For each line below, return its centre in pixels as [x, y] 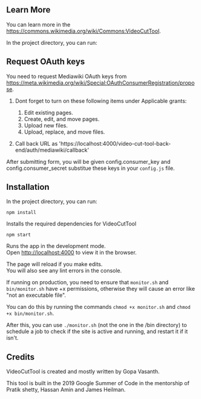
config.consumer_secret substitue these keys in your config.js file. [91, 168]
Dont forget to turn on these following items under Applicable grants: [101, 101]
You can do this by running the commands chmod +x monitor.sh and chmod [98, 307]
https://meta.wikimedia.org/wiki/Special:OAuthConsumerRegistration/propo [100, 83]
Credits [21, 357]
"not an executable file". [36, 295]
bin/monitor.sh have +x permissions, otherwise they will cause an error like [101, 289]
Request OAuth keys [46, 62]
